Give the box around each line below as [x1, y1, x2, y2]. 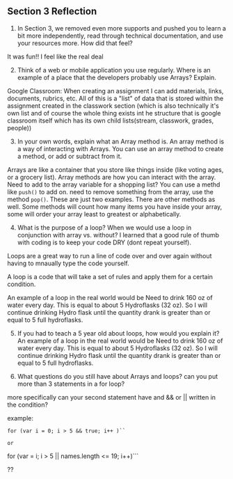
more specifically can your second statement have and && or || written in [7, 393, 216, 401]
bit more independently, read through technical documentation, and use [17, 31, 224, 40]
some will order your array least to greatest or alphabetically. [7, 210, 182, 218]
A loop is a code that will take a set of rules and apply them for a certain [7, 272, 214, 281]
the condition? [7, 400, 49, 409]
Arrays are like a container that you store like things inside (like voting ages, [7, 165, 224, 173]
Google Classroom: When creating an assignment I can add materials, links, [7, 86, 224, 95]
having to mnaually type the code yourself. [7, 259, 130, 267]
